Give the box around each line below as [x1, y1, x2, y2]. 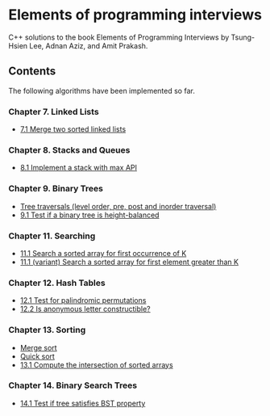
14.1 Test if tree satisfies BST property [19, 398, 146, 408]
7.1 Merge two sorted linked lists [19, 124, 127, 134]
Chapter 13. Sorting [8, 325, 86, 336]
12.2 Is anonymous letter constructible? [19, 305, 151, 314]
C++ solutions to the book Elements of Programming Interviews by [8, 32, 230, 42]
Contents [8, 65, 56, 78]
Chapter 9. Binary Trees [8, 183, 103, 195]
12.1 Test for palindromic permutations [19, 296, 147, 305]
